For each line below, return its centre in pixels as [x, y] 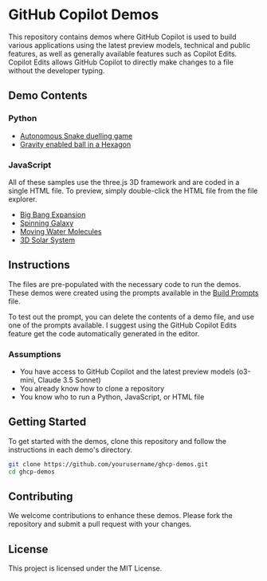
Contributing [41, 496]
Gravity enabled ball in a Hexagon [75, 144]
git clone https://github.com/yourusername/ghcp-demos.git [108, 464]
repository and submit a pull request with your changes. [100, 524]
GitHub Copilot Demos [84, 15]
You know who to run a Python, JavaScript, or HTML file [112, 397]
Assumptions [35, 354]
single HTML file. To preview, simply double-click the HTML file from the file [133, 190]
